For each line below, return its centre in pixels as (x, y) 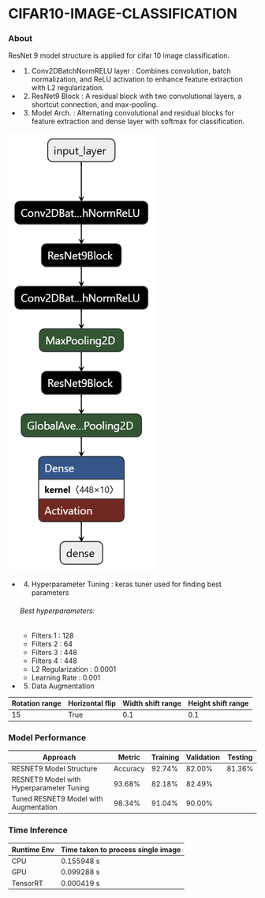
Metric (129, 757)
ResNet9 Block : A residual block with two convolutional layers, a (136, 97)
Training (165, 757)
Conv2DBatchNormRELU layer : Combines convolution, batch (131, 71)
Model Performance (47, 737)
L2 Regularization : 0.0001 (74, 669)
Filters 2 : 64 (52, 644)
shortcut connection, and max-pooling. (95, 104)
